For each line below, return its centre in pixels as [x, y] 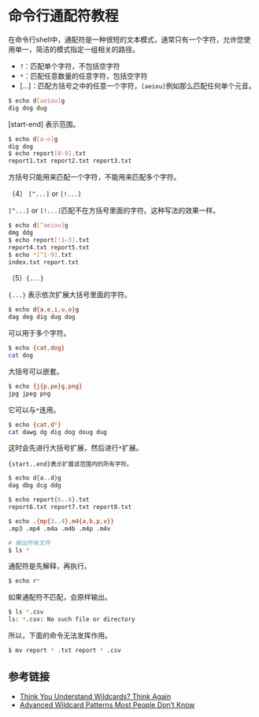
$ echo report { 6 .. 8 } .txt [49, 500]
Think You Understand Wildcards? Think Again [95, 696]
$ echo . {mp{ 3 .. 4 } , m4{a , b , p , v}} [61, 521]
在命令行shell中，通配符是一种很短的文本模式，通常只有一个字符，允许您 [126, 39]
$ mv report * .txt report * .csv [65, 651]
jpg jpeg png [30, 394]
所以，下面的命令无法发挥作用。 [60, 636]
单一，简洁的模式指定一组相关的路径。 [77, 49]
